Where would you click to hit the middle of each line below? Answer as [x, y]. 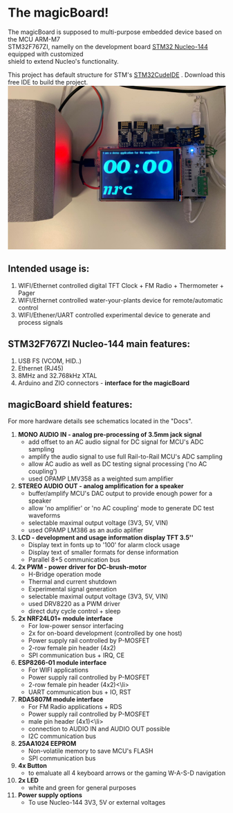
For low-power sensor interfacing [76, 626]
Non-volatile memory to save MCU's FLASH [91, 751]
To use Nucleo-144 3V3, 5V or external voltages [97, 803]
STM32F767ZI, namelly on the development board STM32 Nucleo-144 [108, 46]
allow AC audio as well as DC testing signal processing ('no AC [118, 464]
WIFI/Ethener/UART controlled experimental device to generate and [114, 315]
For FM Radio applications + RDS [75, 707]
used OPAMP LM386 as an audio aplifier [86, 530]
